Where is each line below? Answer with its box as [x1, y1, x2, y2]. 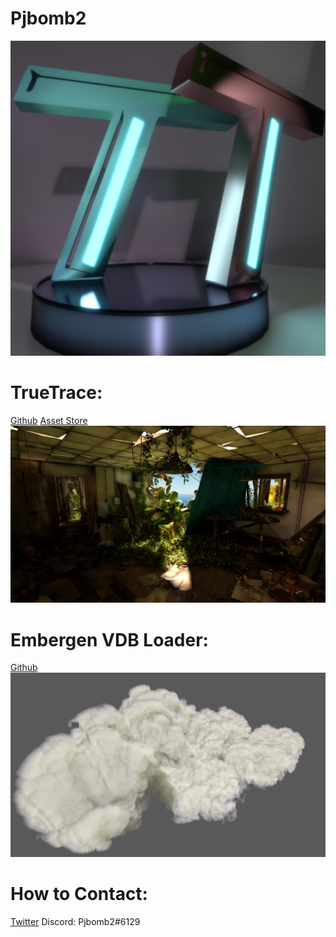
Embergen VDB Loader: [10, 628, 209, 651]
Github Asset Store [10, 414, 88, 426]
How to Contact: [10, 883, 148, 906]
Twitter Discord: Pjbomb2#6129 [10, 916, 141, 928]
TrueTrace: [10, 382, 103, 404]
